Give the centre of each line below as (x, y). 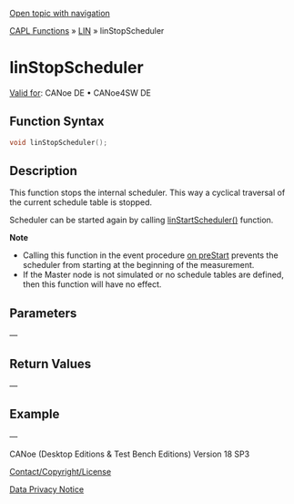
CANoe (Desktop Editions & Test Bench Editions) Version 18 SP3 (130, 454)
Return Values (51, 364)
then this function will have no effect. (92, 284)
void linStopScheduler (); (58, 142)
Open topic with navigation (60, 13)
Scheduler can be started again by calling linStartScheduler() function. (142, 220)
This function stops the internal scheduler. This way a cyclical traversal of (147, 193)
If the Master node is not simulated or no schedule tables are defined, (153, 275)
